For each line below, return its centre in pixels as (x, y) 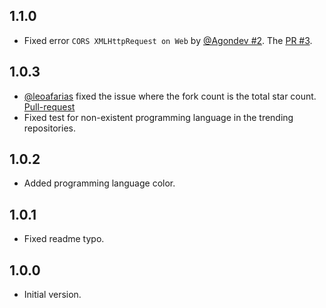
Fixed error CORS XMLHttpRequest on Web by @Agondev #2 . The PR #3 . (168, 40)
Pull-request (49, 106)
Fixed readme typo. (64, 239)
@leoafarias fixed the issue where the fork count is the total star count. (170, 96)
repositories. (49, 128)
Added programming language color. (99, 183)
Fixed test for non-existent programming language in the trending (158, 117)
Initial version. (52, 295)
